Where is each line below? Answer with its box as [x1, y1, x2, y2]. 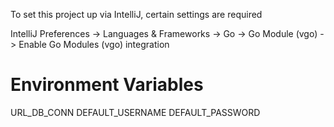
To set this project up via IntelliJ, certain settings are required [10, 9, 263, 20]
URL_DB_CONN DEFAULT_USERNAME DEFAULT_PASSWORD [10, 106, 261, 118]
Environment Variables [10, 74, 204, 96]
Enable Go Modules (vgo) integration [18, 39, 170, 50]
